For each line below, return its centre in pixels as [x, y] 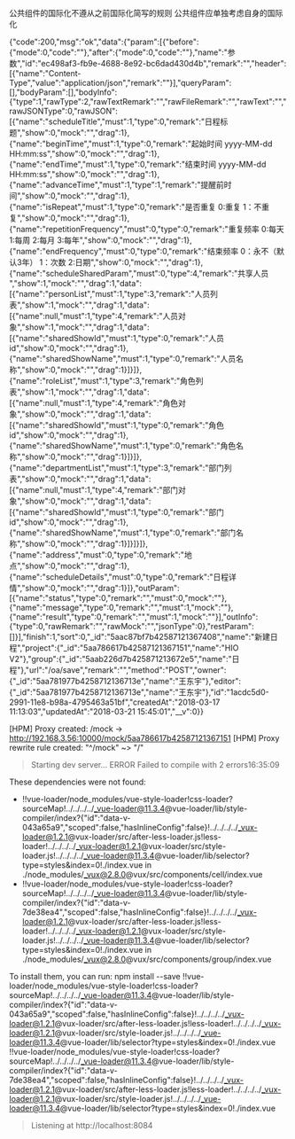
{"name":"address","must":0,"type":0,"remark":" [97, 555]
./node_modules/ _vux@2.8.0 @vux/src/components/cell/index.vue [142, 874]
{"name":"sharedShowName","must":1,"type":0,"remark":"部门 [123, 533]
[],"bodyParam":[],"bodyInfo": [63, 92]
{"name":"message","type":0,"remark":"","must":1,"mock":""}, [121, 607]
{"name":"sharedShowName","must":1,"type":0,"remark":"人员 [123, 359]
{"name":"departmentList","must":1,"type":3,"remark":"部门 [116, 468]
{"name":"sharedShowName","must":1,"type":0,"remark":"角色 [123, 445]
